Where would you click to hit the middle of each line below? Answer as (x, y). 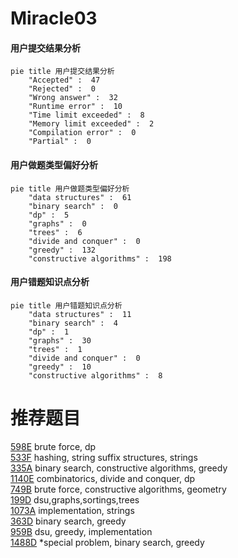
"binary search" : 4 (73, 323)
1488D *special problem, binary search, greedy (107, 542)
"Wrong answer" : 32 (73, 98)
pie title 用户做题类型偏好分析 (70, 188)
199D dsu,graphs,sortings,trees (75, 499)
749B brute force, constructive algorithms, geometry (118, 489)
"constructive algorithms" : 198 (100, 258)
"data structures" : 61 (80, 197)
